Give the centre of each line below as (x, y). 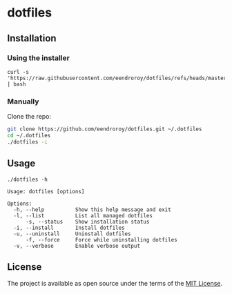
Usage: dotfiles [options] (46, 191)
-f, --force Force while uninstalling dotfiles (101, 239)
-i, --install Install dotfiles (69, 228)
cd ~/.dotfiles (29, 136)
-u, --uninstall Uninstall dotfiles (72, 234)
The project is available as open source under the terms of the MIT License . (115, 284)
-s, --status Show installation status (87, 222)
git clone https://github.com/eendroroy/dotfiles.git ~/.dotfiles (105, 129)
